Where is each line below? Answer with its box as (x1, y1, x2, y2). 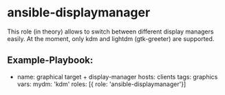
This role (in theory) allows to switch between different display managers (7, 27, 214, 36)
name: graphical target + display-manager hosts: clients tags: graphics (17, 72, 218, 81)
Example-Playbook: (7, 55, 94, 66)
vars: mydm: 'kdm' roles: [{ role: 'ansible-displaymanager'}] (17, 80, 186, 88)
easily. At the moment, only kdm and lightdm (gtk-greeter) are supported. (7, 34, 215, 42)
